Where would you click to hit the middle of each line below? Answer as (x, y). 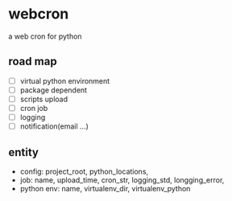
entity (23, 152)
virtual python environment (65, 80)
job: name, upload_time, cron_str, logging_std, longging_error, (122, 180)
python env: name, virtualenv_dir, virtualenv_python (105, 188)
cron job (34, 108)
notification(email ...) (54, 126)
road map (33, 62)
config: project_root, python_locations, (84, 171)
